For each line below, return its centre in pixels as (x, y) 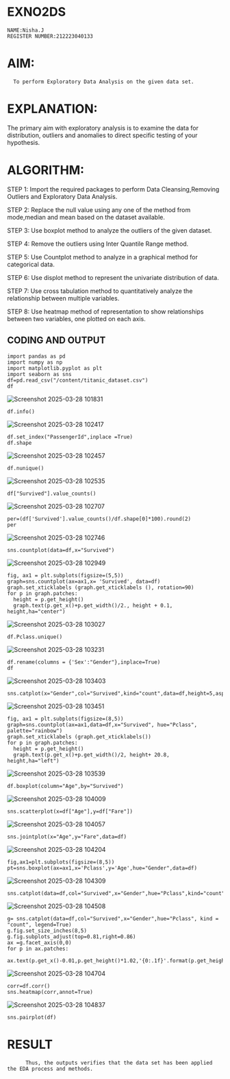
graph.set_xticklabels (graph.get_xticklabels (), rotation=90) (101, 588)
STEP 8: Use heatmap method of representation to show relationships (105, 311)
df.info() (21, 411)
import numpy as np (35, 362)
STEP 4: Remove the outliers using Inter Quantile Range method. (98, 244)
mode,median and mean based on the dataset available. (86, 217)
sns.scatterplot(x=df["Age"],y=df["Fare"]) (70, 811)
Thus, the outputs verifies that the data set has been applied (119, 1063)
